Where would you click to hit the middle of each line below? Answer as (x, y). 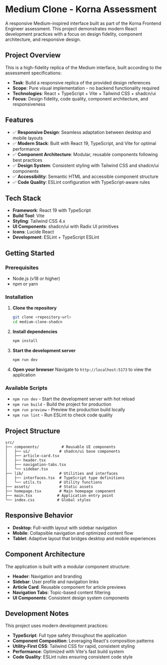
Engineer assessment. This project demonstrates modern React (71, 28)
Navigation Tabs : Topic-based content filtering (61, 592)
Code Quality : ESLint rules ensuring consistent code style (73, 657)
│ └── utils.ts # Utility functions (54, 482)
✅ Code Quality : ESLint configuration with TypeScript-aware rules (81, 182)
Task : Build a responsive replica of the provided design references (81, 82)
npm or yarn (25, 284)
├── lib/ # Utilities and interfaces (62, 473)
